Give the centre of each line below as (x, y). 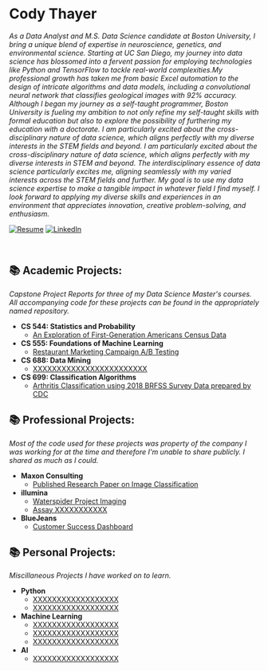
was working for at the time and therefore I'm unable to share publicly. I (127, 452)
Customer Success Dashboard (83, 526)
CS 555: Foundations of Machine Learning (92, 343)
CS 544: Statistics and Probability (78, 326)
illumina (34, 492)
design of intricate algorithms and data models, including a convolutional (130, 86)
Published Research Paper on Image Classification (115, 484)
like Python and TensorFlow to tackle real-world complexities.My (116, 69)
